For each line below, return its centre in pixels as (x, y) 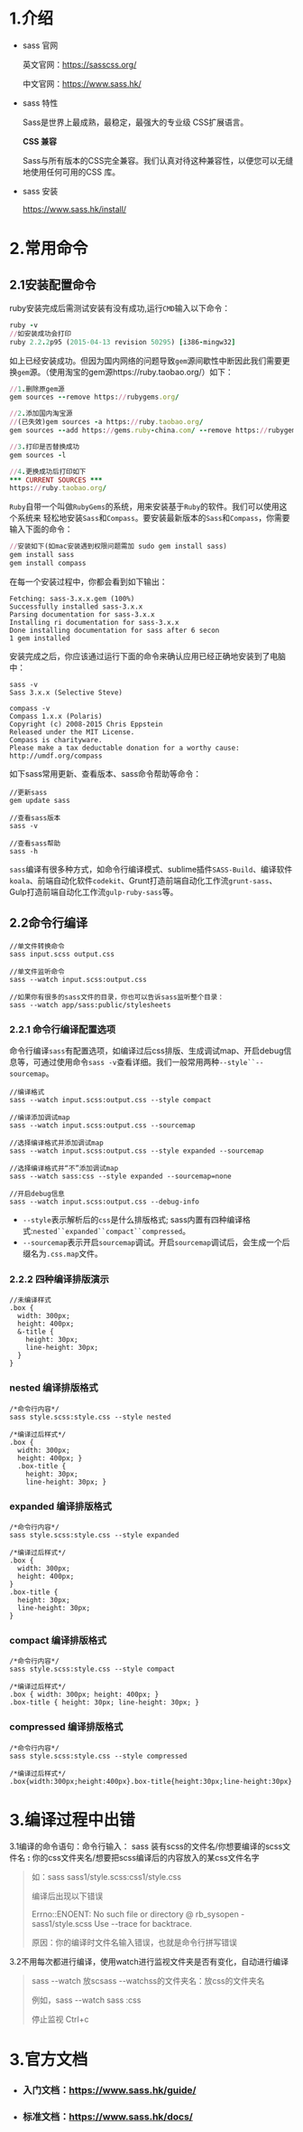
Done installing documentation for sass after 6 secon (115, 630)
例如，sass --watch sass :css (86, 2000)
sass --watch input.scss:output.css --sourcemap (102, 1126)
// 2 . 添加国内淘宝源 (41, 414)
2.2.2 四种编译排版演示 (60, 1278)
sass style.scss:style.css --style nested (90, 1417)
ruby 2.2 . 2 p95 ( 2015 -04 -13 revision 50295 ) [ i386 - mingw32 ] (123, 342)
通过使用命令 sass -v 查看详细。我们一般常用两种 (130, 1062)
